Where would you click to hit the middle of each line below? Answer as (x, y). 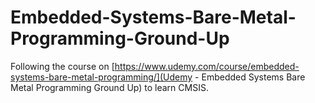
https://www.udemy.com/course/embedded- (207, 66)
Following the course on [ (62, 66)
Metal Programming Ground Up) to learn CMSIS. (109, 87)
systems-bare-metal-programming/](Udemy (101, 77)
